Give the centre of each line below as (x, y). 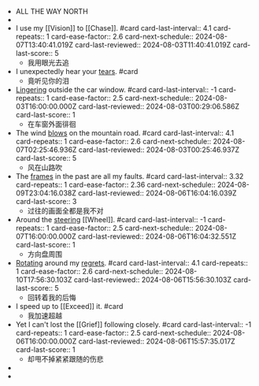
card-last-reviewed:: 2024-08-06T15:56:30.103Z (153, 280)
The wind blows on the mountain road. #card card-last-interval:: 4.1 (125, 133)
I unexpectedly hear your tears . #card (77, 71)
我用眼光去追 (48, 63)
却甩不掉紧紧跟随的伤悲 (65, 359)
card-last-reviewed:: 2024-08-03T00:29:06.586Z (159, 106)
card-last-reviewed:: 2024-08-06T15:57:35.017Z (157, 341)
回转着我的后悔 (52, 297)
